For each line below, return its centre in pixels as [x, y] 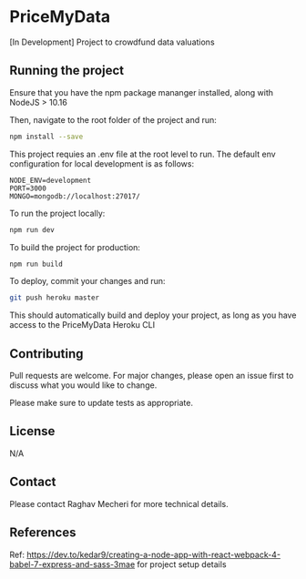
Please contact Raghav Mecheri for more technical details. [119, 503]
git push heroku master [55, 298]
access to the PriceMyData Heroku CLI [82, 325]
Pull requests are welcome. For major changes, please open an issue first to [152, 376]
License [32, 431]
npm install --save [46, 137]
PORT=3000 [28, 188]
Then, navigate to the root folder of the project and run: [113, 119]
